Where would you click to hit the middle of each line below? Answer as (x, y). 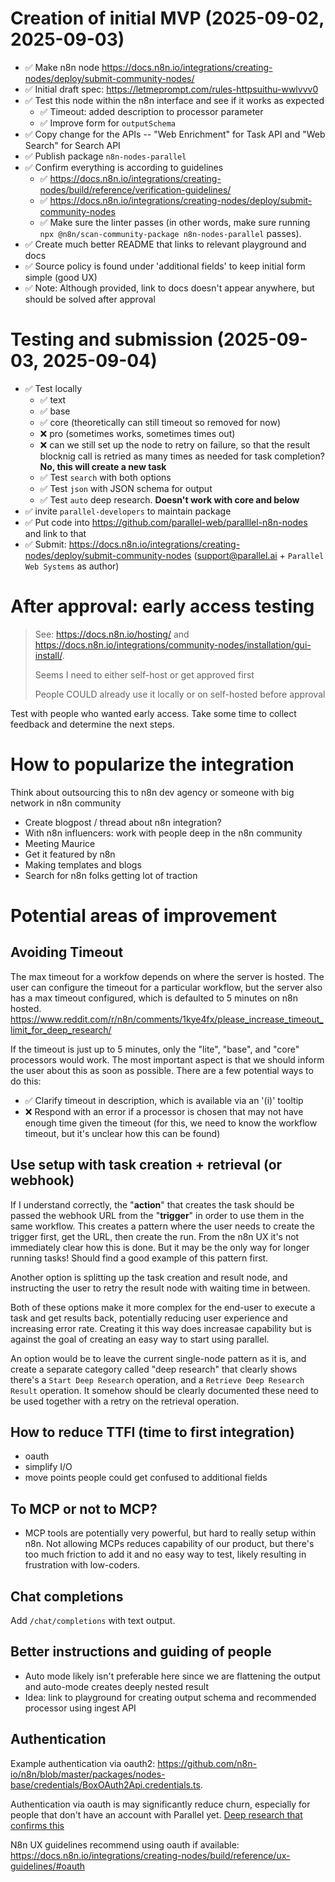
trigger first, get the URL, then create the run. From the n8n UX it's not (155, 1236)
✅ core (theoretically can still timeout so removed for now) (160, 422)
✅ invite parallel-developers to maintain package (128, 511)
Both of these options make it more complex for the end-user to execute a (163, 1307)
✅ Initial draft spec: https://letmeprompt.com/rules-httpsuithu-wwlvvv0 (171, 89)
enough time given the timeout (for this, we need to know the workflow (171, 1123)
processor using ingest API (80, 1708)
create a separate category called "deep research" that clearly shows (154, 1369)
